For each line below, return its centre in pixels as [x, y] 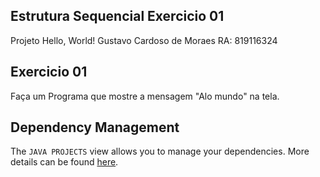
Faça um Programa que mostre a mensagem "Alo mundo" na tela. [145, 96]
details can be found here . [64, 162]
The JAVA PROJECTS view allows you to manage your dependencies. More [160, 151]
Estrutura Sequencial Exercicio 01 [117, 16]
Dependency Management [95, 127]
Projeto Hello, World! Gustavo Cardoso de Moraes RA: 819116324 [144, 40]
